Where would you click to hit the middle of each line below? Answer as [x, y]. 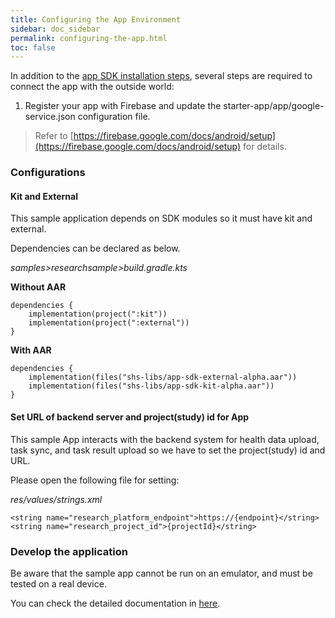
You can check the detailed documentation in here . [115, 603]
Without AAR [38, 287]
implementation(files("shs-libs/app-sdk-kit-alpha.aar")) [151, 386]
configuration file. [114, 117]
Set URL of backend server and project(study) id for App [130, 417]
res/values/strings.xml [56, 499]
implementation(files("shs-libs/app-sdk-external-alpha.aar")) [163, 377]
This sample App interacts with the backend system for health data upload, [165, 439]
